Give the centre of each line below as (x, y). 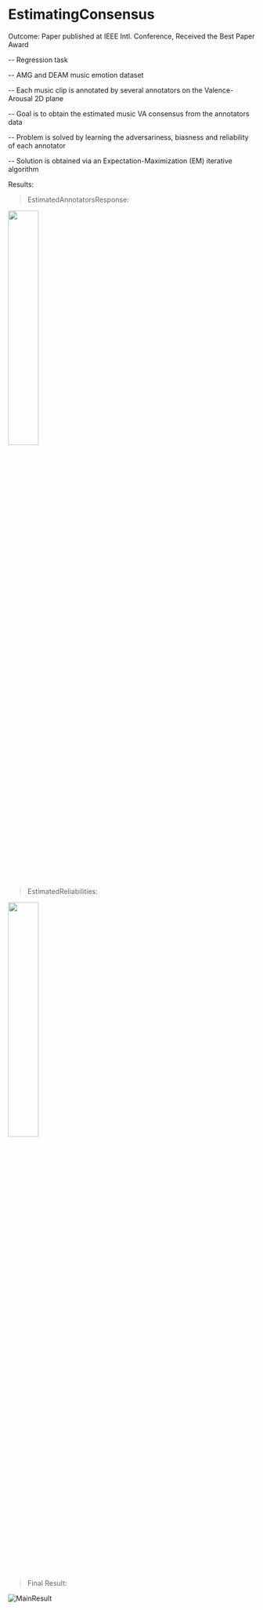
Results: (21, 184)
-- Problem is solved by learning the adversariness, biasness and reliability (128, 137)
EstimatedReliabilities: (62, 891)
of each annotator (37, 145)
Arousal (21, 98)
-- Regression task (38, 60)
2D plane (49, 98)
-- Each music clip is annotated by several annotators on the (105, 90)
